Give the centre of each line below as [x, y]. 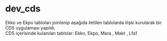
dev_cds [23, 9]
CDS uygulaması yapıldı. [31, 27]
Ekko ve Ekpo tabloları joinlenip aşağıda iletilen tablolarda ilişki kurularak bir [83, 22]
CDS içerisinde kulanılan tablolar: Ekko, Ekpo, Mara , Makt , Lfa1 [71, 33]
